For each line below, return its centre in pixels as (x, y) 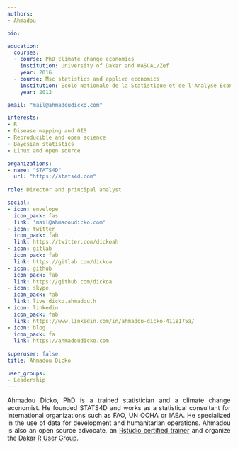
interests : (23, 118)
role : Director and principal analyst (64, 190)
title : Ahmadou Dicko (39, 360)
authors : (20, 14)
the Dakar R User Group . (43, 438)
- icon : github (30, 268)
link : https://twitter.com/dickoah (66, 242)
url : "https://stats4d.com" (55, 177)
